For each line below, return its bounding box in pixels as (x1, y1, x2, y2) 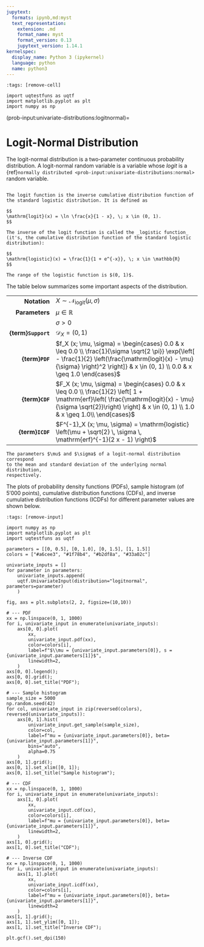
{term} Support (9, 329, 50, 337)
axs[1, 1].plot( (17, 871, 59, 877)
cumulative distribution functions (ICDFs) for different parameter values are (6, 496, 195, 503)
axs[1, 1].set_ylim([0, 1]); (6, 919, 80, 925)
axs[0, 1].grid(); (6, 759, 53, 765)
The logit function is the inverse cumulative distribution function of (6, 192, 194, 199)
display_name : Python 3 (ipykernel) (12, 54, 104, 60)
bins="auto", (28, 743, 61, 749)
